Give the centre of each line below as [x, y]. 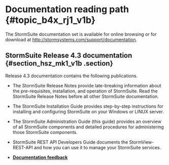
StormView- [142, 142]
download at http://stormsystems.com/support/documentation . [71, 40]
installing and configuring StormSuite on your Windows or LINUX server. [88, 111]
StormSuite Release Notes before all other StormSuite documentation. [86, 96]
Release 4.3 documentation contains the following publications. [72, 76]
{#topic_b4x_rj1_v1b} [50, 20]
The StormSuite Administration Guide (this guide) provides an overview [87, 121]
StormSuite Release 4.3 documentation [69, 56]
